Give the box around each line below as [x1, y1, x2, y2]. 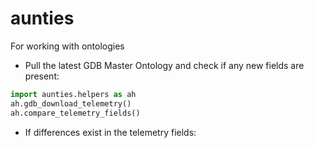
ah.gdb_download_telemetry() [10, 98, 132, 109]
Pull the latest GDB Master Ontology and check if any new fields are [24, 59, 305, 71]
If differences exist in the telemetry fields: [24, 126, 197, 138]
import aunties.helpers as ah [10, 89, 137, 99]
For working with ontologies [10, 40, 125, 52]
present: [24, 70, 60, 82]
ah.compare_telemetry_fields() [10, 108, 141, 118]
